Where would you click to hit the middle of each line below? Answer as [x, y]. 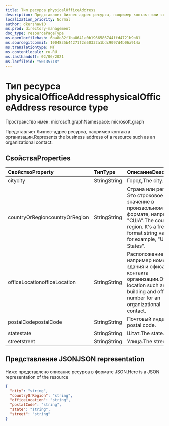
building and [142, 292]
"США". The [141, 221]
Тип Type [105, 172]
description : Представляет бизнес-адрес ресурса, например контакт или [82, 15]
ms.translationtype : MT [30, 47]
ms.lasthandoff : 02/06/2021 [35, 57]
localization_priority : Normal [38, 19]
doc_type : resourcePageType [35, 33]
